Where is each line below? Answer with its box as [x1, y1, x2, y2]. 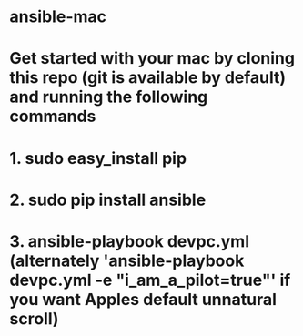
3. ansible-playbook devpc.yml [9, 230, 250, 251]
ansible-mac [9, 6, 107, 27]
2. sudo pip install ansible [9, 189, 207, 210]
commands [9, 107, 96, 127]
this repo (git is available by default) [9, 67, 287, 88]
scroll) [9, 308, 59, 329]
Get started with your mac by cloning [9, 48, 296, 69]
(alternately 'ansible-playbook [9, 250, 245, 270]
